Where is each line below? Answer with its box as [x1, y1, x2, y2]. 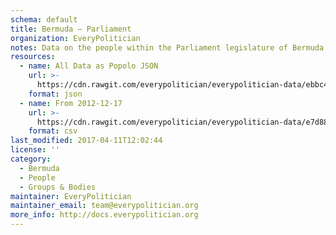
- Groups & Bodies [19, 182, 97, 192]
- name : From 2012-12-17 [19, 98, 123, 108]
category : [10, 154, 52, 164]
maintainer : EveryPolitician [10, 191, 132, 201]
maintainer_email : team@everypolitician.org [10, 201, 199, 211]
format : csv [28, 126, 78, 136]
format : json [28, 89, 83, 99]
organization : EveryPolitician [10, 33, 141, 43]
